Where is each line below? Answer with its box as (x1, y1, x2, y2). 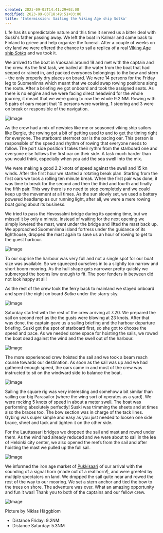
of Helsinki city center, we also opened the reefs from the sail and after (5, 440, 147, 445)
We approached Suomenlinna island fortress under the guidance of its (5, 227, 146, 232)
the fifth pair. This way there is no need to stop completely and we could (5, 186, 150, 192)
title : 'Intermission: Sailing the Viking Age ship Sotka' (5, 16, 127, 21)
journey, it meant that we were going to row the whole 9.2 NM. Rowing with (5, 96, 156, 102)
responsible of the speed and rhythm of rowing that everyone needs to (5, 141, 147, 146)
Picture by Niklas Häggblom (5, 508, 61, 514)
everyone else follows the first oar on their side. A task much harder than (5, 151, 151, 157)
